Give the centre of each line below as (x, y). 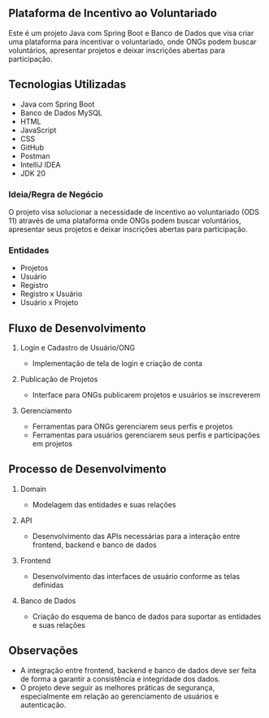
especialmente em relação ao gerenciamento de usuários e (119, 696)
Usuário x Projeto (49, 302)
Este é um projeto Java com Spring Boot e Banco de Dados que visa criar (131, 33)
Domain (33, 489)
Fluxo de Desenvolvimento (77, 328)
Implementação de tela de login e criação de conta (117, 363)
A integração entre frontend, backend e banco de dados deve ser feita (138, 670)
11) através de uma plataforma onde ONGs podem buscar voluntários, (125, 220)
